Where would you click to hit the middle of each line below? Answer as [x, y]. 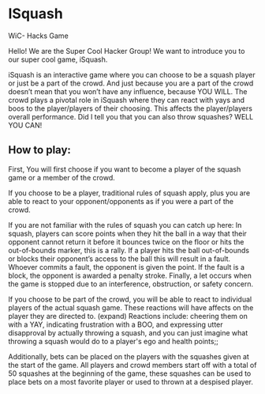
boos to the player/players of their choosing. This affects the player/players [130, 108]
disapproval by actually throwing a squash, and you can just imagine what [128, 332]
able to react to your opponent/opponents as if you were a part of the [121, 201]
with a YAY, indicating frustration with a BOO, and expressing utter [116, 324]
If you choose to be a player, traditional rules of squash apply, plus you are [129, 193]
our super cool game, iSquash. [58, 59]
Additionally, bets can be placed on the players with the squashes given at [129, 356]
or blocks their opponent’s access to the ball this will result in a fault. [119, 259]
